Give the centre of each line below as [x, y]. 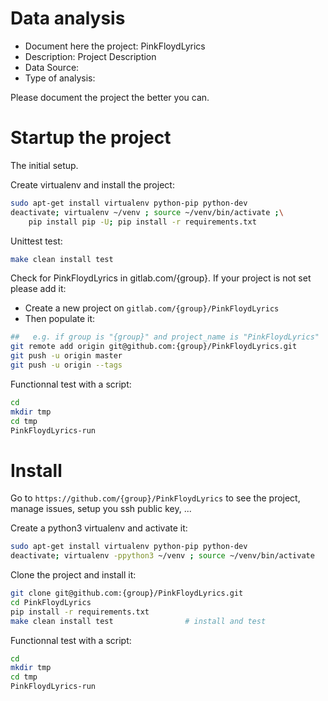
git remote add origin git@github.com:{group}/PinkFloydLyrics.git [154, 347]
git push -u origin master [66, 356]
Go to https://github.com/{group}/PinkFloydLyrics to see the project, [155, 498]
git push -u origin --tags [66, 365]
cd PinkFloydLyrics [51, 602]
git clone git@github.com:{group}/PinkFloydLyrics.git [127, 593]
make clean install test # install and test [138, 621]
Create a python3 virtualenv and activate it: [99, 528]
